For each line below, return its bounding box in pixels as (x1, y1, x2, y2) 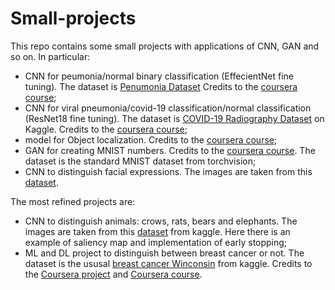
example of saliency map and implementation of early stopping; (24, 236, 288, 248)
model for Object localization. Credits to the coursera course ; (24, 133, 278, 146)
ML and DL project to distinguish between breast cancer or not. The (24, 247, 305, 259)
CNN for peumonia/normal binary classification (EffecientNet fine (24, 70, 294, 82)
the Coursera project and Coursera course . (24, 268, 203, 280)
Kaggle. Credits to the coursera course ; (24, 123, 188, 135)
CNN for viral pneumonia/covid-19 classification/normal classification (24, 102, 312, 114)
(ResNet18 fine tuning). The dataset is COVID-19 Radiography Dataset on (24, 112, 325, 124)
